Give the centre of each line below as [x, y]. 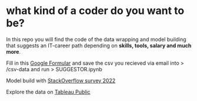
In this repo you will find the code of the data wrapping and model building [96, 39]
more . [14, 51]
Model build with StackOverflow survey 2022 [61, 81]
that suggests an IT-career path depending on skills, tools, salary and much [99, 46]
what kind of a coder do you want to [95, 11]
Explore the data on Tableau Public [48, 92]
